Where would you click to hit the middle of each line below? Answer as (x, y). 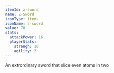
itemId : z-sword (22, 10)
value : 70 (15, 28)
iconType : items (22, 19)
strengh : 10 (26, 46)
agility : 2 (25, 51)
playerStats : (23, 42)
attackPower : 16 (26, 37)
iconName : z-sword (24, 23)
